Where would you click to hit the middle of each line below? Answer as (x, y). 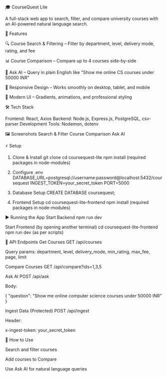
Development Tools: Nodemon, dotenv (59, 124)
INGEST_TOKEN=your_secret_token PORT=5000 (80, 183)
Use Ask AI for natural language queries (46, 369)
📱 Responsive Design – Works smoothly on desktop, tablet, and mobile (78, 87)
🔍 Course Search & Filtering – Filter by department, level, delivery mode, (80, 43)
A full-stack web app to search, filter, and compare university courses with (82, 18)
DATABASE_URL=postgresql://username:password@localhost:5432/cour (87, 177)
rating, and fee (20, 51)
